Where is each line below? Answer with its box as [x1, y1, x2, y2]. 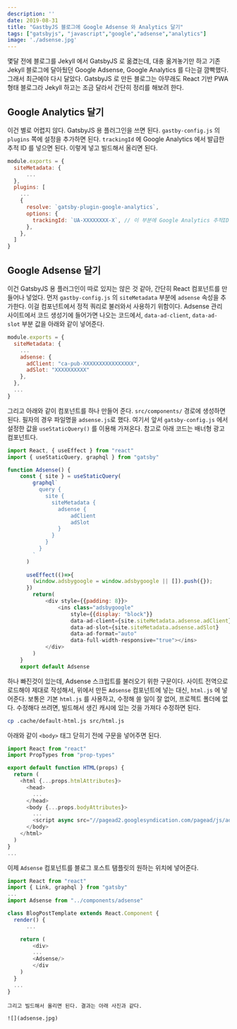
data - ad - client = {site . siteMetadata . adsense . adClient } [70, 617, 232, 625]
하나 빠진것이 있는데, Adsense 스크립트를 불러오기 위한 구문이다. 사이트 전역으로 [7, 677, 229, 685]
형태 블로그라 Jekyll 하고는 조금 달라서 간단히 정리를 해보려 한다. [7, 83, 185, 92]
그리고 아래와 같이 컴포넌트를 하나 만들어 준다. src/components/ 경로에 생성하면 [7, 407, 226, 415]
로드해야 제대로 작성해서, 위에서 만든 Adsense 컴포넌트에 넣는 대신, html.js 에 [7, 685, 221, 694]
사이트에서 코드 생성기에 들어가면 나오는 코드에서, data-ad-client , [7, 311, 191, 319]
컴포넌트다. [7, 433, 38, 441]
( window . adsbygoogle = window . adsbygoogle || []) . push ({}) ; [32, 578, 213, 585]
